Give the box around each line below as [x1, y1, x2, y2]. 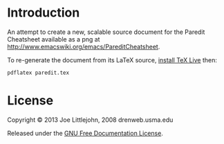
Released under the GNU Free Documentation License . [7, 129, 164, 137]
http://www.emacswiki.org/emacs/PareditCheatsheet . [7, 42, 160, 51]
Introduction [7, 5, 80, 21]
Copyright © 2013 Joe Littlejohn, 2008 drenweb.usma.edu [7, 116, 174, 124]
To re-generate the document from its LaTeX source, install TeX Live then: [7, 55, 218, 64]
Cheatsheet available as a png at [7, 35, 100, 43]
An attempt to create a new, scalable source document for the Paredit [7, 28, 205, 36]
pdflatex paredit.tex [7, 69, 70, 76]
